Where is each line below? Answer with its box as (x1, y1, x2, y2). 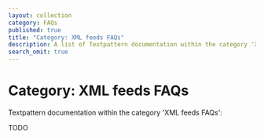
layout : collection (8, 11, 72, 20)
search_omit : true (8, 48, 68, 56)
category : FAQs (8, 19, 58, 27)
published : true (8, 26, 61, 34)
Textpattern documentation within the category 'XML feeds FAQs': (8, 108, 222, 117)
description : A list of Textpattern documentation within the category (8, 41, 247, 49)
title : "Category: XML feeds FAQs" (8, 33, 125, 42)
